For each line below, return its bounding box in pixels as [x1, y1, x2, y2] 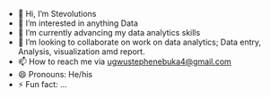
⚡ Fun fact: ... [17, 79, 67, 89]
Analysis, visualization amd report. [17, 46, 145, 57]
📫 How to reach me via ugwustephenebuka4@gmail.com [17, 56, 231, 67]
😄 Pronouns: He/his [17, 69, 92, 79]
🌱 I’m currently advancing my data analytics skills [17, 28, 201, 37]
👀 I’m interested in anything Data [17, 18, 139, 28]
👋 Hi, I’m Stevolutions [17, 9, 97, 19]
